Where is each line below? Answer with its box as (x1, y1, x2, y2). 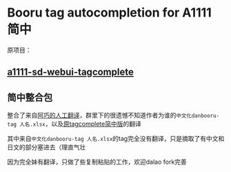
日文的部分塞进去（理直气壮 (7, 143, 86, 151)
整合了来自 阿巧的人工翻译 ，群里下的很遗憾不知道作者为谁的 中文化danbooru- (7, 111, 220, 120)
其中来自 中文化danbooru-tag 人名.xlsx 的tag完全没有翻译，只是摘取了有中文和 (7, 135, 225, 143)
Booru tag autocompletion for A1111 (7, 5, 212, 21)
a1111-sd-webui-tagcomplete (7, 66, 134, 78)
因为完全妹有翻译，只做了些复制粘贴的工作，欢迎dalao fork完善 (7, 157, 188, 166)
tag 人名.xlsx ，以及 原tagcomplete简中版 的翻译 (7, 120, 141, 128)
